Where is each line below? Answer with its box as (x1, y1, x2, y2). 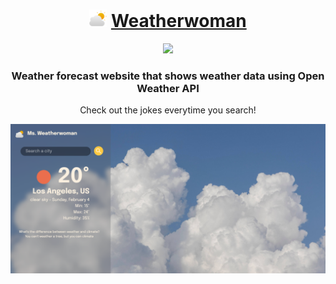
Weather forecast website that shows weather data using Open (11, 69, 325, 83)
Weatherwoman (110, 10, 247, 33)
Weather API (136, 81, 200, 95)
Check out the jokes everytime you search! (79, 104, 257, 116)
